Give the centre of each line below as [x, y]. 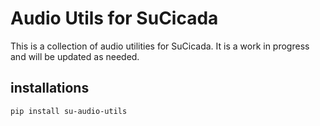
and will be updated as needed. [75, 56]
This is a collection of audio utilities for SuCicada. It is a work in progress [160, 46]
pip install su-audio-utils [69, 111]
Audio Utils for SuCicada [114, 18]
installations [50, 88]
